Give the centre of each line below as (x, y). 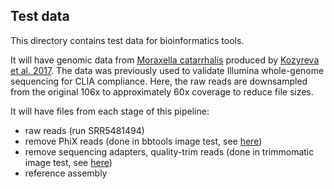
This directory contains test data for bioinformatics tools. (127, 40)
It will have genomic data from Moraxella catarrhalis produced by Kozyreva (165, 60)
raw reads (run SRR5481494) (84, 130)
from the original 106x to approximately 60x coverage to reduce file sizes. (162, 91)
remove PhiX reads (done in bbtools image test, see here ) (143, 141)
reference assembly (66, 173)
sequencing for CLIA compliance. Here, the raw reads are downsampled (159, 81)
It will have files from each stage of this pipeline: (110, 111)
